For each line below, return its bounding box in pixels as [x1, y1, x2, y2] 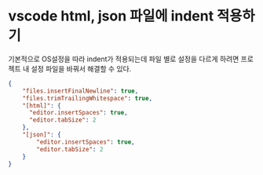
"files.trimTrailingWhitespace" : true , [22, 94, 153, 102]
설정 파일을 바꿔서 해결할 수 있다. [31, 64, 132, 73]
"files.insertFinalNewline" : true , [22, 87, 139, 95]
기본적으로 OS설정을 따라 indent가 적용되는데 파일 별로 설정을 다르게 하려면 [8, 54, 239, 64]
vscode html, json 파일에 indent [8, 7, 214, 25]
